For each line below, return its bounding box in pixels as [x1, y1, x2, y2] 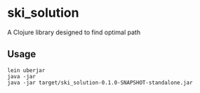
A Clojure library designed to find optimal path [7, 28, 141, 36]
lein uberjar [7, 66, 46, 74]
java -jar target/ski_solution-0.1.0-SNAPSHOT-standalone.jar [7, 79, 193, 86]
